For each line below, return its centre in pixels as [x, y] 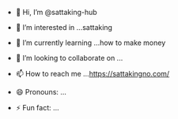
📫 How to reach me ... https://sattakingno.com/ [93, 74]
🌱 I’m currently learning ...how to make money [91, 43]
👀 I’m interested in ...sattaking [64, 27]
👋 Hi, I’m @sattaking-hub [56, 12]
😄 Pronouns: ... [41, 92]
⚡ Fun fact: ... [37, 108]
